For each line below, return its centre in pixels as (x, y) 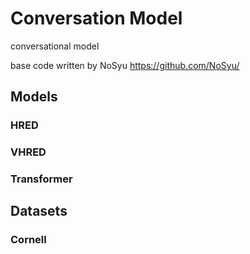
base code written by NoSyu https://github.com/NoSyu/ (125, 65)
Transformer (41, 179)
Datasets (39, 211)
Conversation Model (96, 18)
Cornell (28, 240)
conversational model (55, 46)
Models (34, 97)
